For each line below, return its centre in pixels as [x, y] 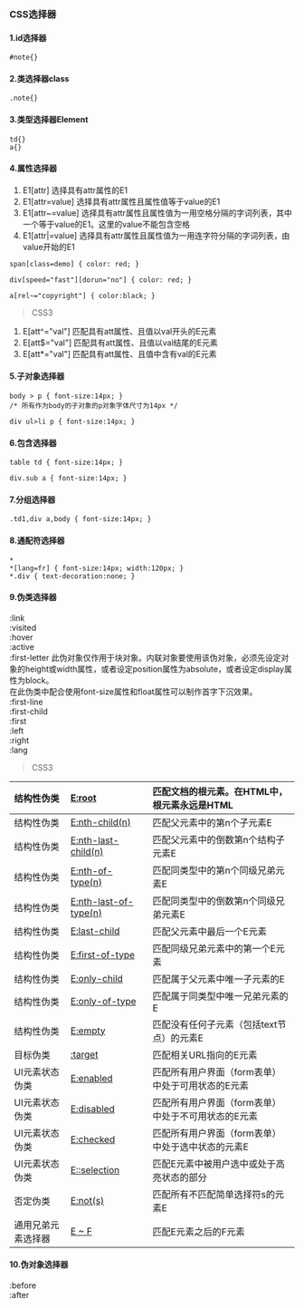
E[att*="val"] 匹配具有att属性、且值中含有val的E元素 [119, 354]
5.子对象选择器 [37, 376]
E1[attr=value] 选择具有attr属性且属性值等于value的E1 [121, 201]
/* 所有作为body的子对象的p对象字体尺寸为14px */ [94, 405]
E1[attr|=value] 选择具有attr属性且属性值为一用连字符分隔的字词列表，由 [156, 235]
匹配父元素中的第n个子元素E [213, 822]
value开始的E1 [48, 247]
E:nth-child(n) [100, 822]
